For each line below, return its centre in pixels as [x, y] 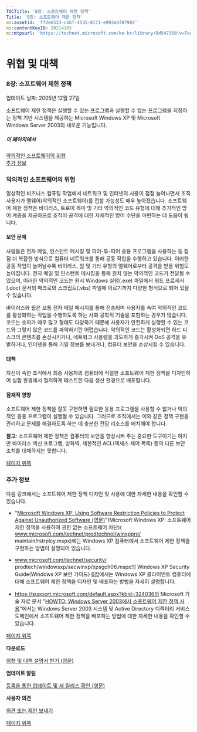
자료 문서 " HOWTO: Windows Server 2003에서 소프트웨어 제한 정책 [100, 601]
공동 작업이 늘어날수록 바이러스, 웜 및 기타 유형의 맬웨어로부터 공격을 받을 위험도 [98, 266]
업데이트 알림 [21, 673]
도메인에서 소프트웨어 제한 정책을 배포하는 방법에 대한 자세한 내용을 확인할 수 [102, 616]
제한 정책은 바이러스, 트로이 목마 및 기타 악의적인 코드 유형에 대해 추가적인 [96, 208]
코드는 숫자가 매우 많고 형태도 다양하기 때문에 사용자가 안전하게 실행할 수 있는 [94, 323]
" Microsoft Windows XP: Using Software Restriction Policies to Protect [100, 513]
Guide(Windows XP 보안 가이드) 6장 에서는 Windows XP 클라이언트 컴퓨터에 [103, 574]
